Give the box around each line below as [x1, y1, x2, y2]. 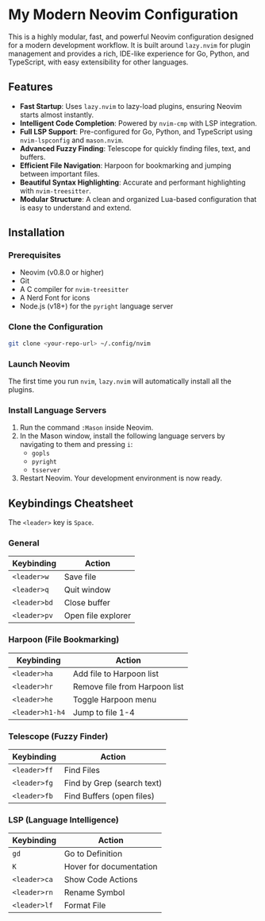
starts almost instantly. [19, 110, 94, 119]
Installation [8, 226, 65, 239]
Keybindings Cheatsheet [8, 496, 133, 510]
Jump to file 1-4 [72, 706, 135, 717]
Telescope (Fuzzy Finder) [8, 730, 109, 741]
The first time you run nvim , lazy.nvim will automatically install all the [8, 376, 232, 386]
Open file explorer [63, 610, 132, 621]
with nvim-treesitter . [19, 185, 91, 196]
